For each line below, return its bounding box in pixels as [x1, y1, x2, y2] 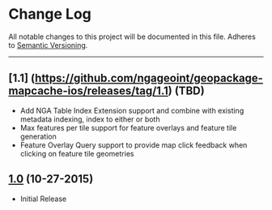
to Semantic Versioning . [8, 40, 88, 49]
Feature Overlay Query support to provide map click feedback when [19, 139, 248, 150]
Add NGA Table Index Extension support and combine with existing [19, 105, 244, 115]
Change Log [8, 5, 91, 24]
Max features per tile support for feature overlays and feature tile [19, 122, 237, 132]
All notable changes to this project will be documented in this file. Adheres [8, 32, 257, 41]
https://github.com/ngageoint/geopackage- [35, 71, 263, 85]
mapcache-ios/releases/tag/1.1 [8, 84, 168, 98]
